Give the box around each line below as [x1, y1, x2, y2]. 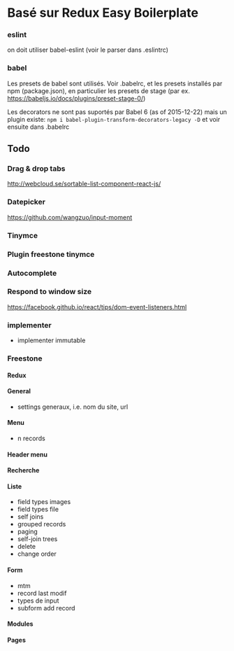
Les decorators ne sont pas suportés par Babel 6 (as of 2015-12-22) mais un [7, 107, 227, 116]
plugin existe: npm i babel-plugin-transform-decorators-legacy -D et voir [7, 115, 221, 123]
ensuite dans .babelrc [7, 122, 70, 131]
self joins [17, 512, 44, 521]
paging [17, 527, 38, 536]
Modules [7, 619, 34, 628]
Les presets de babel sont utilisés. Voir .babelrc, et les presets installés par [7, 79, 223, 87]
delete [17, 542, 36, 551]
